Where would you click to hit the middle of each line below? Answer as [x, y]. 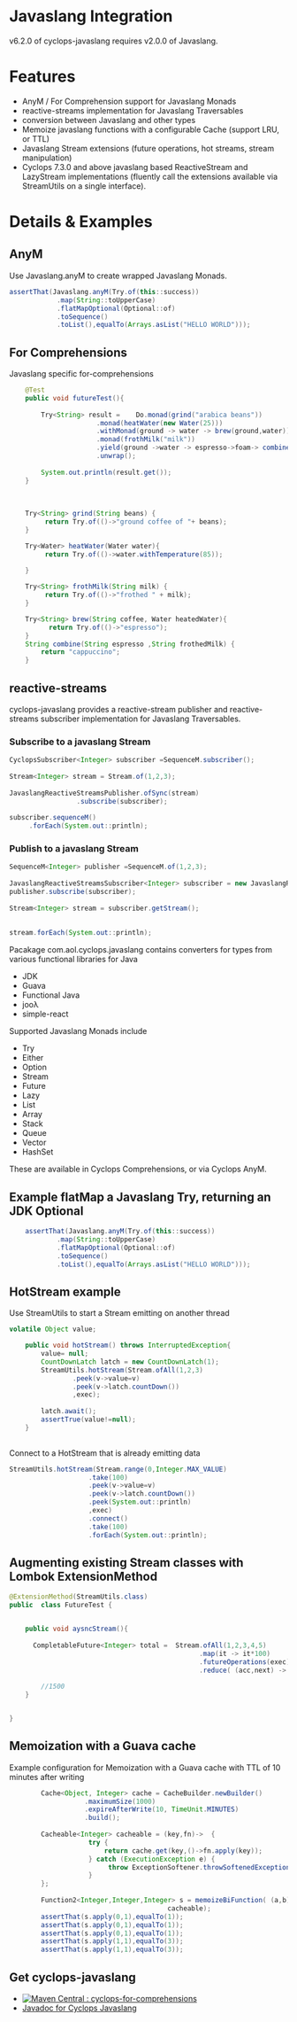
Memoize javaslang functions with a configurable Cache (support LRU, [151, 129]
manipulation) [47, 158]
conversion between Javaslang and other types [109, 120]
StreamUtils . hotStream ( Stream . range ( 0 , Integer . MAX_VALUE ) [118, 1469]
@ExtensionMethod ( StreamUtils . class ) [79, 1597]
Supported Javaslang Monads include [78, 1031]
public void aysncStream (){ [76, 1629]
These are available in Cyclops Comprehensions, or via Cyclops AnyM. [138, 1169]
